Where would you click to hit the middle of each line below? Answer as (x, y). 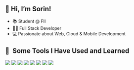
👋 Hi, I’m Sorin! (28, 9)
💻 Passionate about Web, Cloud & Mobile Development (69, 34)
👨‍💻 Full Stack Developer (37, 28)
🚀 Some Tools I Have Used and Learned (67, 51)
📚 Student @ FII (29, 21)
